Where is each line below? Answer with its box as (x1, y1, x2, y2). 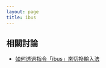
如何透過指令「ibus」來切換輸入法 (14, 55, 100, 63)
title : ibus (6, 14, 36, 20)
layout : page (6, 8, 39, 15)
